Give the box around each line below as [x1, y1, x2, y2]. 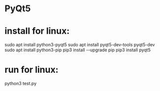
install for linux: [4, 26, 70, 37]
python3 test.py [4, 81, 37, 87]
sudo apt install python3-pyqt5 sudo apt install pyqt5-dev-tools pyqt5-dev [4, 42, 155, 48]
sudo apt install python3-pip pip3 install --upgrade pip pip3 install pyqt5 [4, 47, 151, 53]
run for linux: [4, 64, 59, 75]
